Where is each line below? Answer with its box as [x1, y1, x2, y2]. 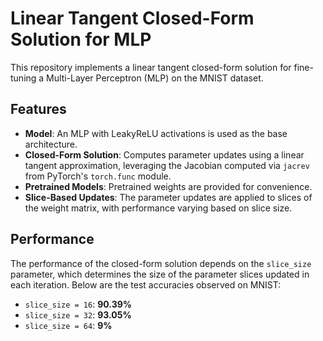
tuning [10, 72, 37, 84]
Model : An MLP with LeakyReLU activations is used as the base [24, 127, 288, 139]
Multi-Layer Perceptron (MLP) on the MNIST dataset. [46, 72, 264, 84]
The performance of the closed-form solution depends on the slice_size [10, 257, 312, 269]
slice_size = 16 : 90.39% [24, 298, 132, 310]
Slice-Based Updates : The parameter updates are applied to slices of [24, 191, 313, 203]
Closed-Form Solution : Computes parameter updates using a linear [24, 148, 305, 161]
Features [10, 101, 67, 118]
